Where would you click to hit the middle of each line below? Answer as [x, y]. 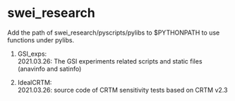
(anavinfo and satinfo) [49, 69]
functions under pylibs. [41, 40]
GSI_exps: [32, 54]
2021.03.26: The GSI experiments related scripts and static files [110, 61]
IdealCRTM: [35, 82]
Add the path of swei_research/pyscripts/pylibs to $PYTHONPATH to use [114, 32]
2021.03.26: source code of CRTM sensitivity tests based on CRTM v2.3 [122, 90]
